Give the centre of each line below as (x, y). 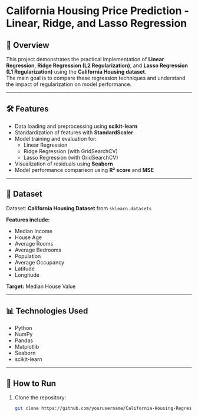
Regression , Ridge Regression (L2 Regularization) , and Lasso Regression (97, 65)
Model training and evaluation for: (56, 138)
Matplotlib (27, 347)
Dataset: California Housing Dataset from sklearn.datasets (79, 208)
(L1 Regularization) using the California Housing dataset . (76, 72)
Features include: (28, 220)
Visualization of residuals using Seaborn (64, 164)
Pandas (24, 340)
